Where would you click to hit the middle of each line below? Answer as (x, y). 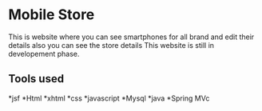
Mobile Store (52, 15)
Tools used (36, 79)
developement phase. (44, 54)
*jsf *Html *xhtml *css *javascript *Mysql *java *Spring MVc (109, 98)
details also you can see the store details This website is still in (111, 45)
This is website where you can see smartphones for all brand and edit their (131, 37)
